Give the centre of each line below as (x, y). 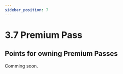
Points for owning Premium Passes (61, 54)
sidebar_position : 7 (27, 10)
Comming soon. (21, 66)
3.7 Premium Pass (44, 35)
